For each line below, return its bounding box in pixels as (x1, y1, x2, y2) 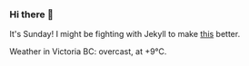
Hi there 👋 (9, 8, 55, 21)
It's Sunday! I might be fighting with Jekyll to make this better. (9, 29, 241, 40)
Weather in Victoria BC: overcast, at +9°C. (9, 46, 167, 57)
